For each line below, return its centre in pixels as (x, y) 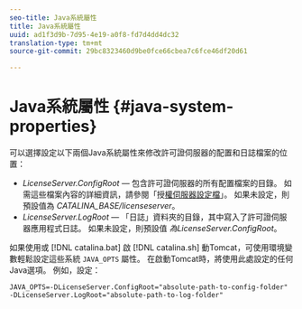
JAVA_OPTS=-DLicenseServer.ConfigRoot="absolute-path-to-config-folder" (149, 287)
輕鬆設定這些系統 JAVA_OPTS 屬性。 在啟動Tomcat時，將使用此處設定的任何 (155, 259)
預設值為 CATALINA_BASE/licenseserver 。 (101, 206)
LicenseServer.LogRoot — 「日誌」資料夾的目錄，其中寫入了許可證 (147, 217)
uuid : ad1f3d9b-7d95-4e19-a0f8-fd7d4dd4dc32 (94, 34)
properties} (53, 126)
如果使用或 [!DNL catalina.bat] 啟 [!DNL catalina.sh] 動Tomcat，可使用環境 (147, 248)
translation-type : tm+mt (56, 43)
